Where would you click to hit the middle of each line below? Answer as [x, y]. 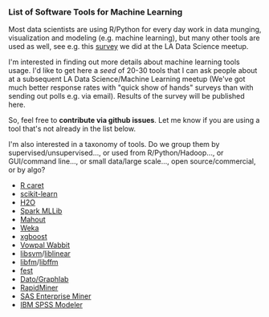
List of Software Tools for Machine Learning [96, 12]
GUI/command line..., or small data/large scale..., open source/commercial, [132, 161]
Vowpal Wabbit [45, 245]
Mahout [33, 220]
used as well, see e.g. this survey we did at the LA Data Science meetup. [128, 47]
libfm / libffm [39, 262]
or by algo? [27, 170]
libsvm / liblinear [45, 254]
